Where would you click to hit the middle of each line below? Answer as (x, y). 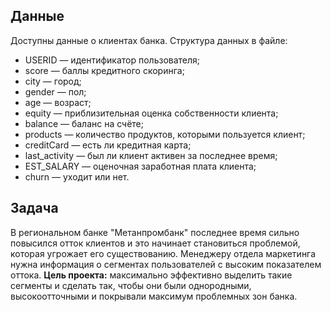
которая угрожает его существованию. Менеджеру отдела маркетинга (163, 253)
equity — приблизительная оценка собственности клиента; (151, 113)
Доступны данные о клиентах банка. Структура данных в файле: (149, 40)
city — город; (53, 81)
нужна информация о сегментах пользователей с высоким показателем (166, 264)
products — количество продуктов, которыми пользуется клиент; (165, 134)
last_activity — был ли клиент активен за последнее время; (151, 155)
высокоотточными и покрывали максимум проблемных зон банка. (154, 296)
